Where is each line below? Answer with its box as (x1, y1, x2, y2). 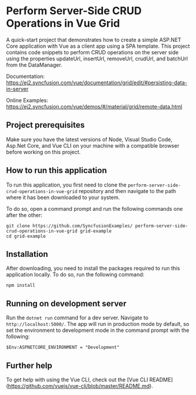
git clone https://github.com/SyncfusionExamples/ (6, 223, 133, 228)
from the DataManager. (6, 61, 63, 68)
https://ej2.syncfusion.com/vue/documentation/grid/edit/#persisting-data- (6, 79, 187, 86)
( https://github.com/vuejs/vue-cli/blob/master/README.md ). (6, 383, 153, 389)
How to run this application (6, 165, 107, 175)
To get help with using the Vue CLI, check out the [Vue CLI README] (6, 376, 173, 383)
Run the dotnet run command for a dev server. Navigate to (6, 314, 149, 321)
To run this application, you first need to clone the (6, 181, 127, 188)
